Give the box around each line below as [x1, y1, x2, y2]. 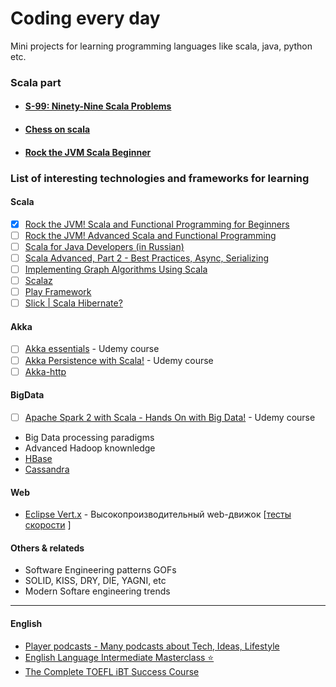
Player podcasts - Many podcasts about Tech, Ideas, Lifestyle [24, 640, 280, 652]
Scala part [10, 75, 62, 89]
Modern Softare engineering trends [24, 585, 171, 597]
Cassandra [24, 463, 70, 475]
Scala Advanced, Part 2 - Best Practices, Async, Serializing [24, 252, 270, 264]
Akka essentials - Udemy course [24, 343, 160, 355]
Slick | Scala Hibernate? [24, 297, 123, 309]
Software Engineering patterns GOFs [24, 564, 177, 576]
